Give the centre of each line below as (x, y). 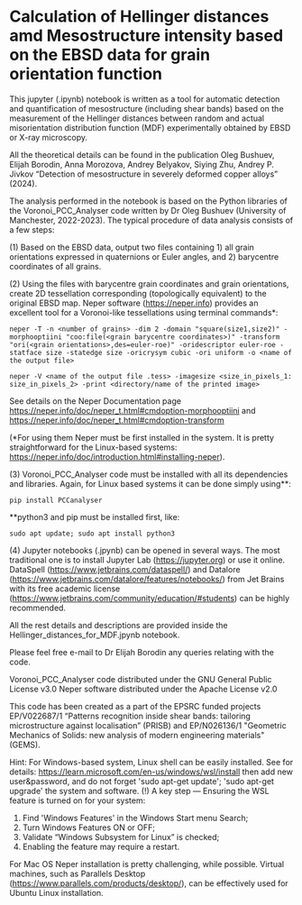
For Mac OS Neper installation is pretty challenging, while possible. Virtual (147, 864)
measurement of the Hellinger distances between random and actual (137, 118)
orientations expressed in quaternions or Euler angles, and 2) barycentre (144, 256)
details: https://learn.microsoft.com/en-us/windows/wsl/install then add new (151, 772)
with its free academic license (65, 589)
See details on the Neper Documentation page (96, 401)
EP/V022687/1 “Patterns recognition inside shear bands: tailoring (130, 716)
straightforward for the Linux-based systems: (93, 447)
